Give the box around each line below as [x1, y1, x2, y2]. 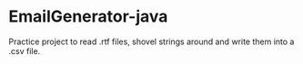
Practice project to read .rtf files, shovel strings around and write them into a [8, 36, 295, 47]
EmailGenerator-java [8, 6, 168, 27]
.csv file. [8, 45, 41, 56]
